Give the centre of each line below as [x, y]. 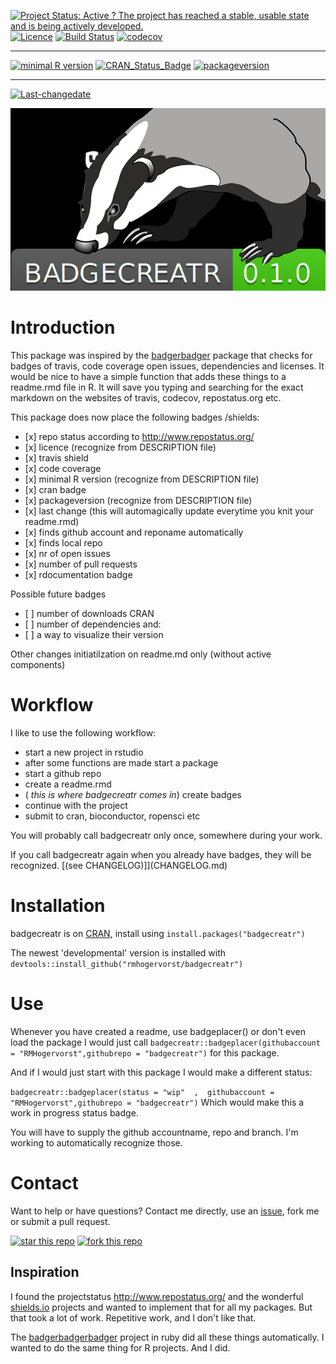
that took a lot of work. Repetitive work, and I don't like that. [133, 1317]
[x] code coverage [63, 469]
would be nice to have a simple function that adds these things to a [148, 377]
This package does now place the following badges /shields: [135, 417]
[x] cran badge [55, 490]
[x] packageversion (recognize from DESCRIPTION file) [138, 501]
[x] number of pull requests [81, 564]
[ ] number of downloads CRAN [89, 614]
